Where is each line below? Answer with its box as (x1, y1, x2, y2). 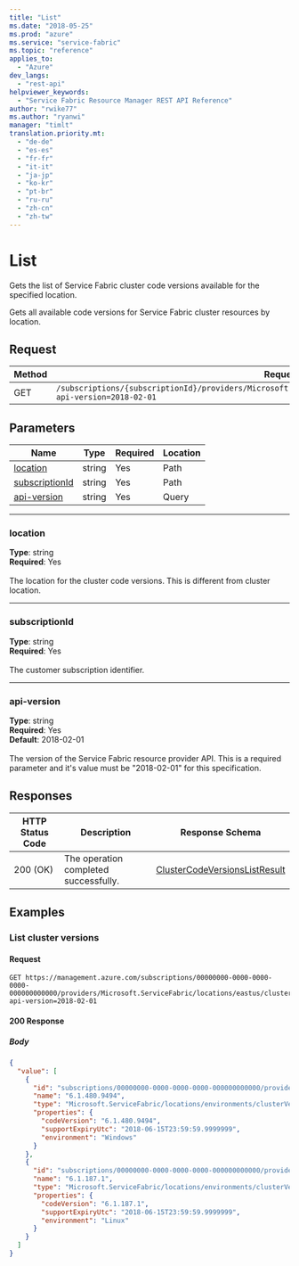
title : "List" (9, 12, 62, 22)
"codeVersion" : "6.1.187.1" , (41, 1199, 149, 1208)
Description (80, 826, 132, 838)
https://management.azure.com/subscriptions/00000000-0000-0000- (25, 974, 273, 982)
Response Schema (180, 826, 262, 838)
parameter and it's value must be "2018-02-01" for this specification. (9, 763, 262, 774)
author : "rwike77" (9, 104, 77, 113)
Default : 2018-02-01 (9, 735, 85, 745)
